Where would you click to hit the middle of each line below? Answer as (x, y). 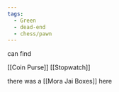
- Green (25, 21)
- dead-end (30, 27)
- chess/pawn (33, 34)
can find (19, 54)
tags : (15, 14)
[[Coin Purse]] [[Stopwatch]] (49, 67)
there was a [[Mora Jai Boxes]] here (60, 81)
